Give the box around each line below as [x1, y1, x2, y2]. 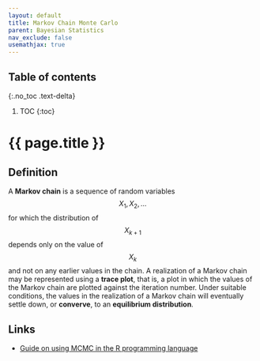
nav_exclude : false [8, 33, 73, 42]
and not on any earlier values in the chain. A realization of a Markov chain [8, 266, 247, 276]
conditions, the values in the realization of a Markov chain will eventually [8, 291, 244, 301]
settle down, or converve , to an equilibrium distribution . [8, 299, 194, 309]
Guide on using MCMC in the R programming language [19, 344, 198, 353]
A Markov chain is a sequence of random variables [8, 186, 175, 196]
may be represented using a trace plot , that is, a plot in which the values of [8, 274, 253, 284]
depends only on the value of [8, 239, 104, 249]
